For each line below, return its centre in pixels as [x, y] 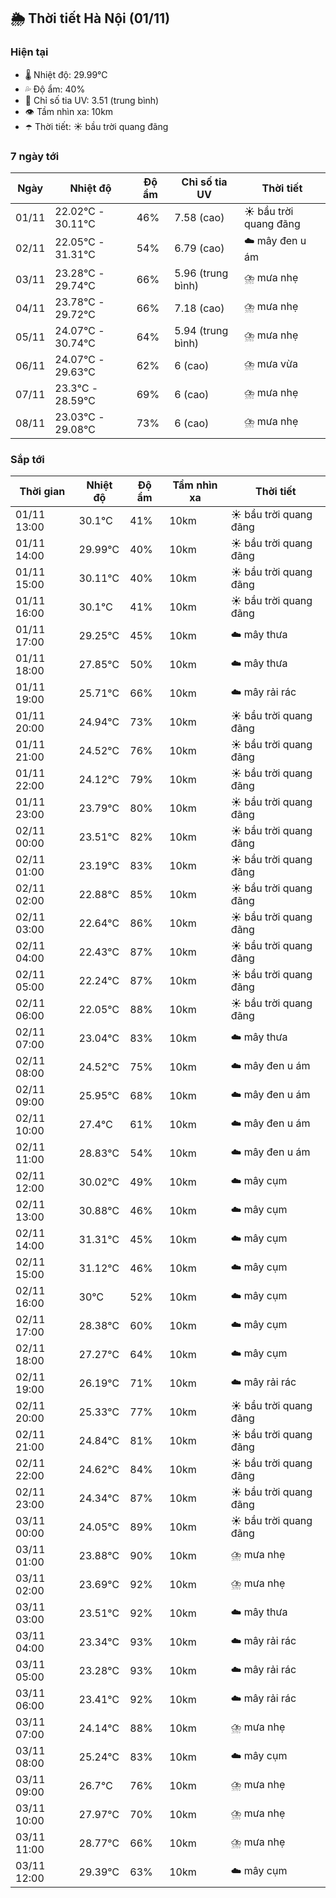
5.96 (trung [201, 273]
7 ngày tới [35, 156]
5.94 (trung [201, 330]
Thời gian [42, 492]
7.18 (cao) [199, 308]
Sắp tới [27, 459]
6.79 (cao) [199, 248]
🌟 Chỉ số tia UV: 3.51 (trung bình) [92, 100]
